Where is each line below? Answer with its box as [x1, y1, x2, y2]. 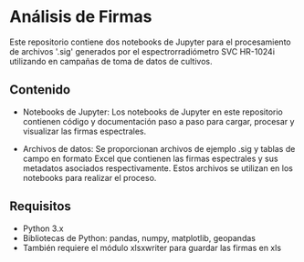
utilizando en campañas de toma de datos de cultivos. [9, 55, 213, 66]
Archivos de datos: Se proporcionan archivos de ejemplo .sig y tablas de [22, 143, 296, 154]
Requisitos [9, 198, 71, 215]
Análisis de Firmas [9, 6, 152, 27]
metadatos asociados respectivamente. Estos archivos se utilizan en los [22, 162, 294, 174]
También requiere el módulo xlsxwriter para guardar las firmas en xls [22, 242, 281, 253]
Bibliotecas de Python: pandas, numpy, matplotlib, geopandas [22, 232, 256, 243]
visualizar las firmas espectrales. [22, 126, 147, 136]
